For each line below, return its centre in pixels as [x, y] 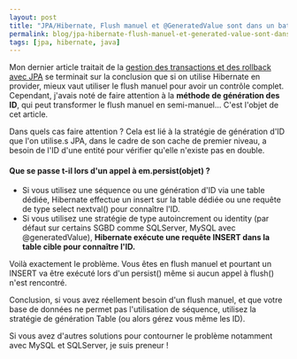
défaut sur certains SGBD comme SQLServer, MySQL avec [129, 228]
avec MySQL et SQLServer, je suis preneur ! [89, 346]
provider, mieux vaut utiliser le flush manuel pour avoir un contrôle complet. [147, 86]
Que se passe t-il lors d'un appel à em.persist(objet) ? [110, 170]
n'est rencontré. [38, 283]
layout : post [33, 17]
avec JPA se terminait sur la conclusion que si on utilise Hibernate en [135, 77]
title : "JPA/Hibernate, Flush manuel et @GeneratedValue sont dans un [142, 26]
